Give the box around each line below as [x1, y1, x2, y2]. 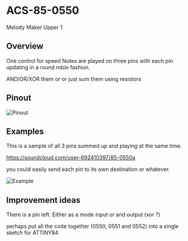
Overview [6, 41, 44, 51]
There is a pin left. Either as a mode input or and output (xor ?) [6, 211, 161, 218]
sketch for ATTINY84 [6, 229, 59, 236]
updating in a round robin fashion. [6, 63, 90, 71]
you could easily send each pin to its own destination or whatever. [6, 165, 171, 173]
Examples [6, 126, 44, 137]
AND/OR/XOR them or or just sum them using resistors [6, 75, 142, 82]
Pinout [6, 93, 32, 103]
